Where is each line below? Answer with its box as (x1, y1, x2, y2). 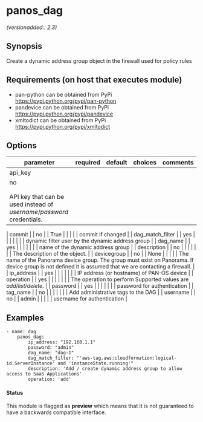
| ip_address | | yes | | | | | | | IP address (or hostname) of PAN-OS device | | (6, 270, 194, 277)
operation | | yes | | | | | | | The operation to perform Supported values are (6, 276, 189, 283)
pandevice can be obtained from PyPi (14, 103, 109, 111)
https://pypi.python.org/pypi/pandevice (14, 110, 114, 117)
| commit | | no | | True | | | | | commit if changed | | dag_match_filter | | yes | (6, 231, 195, 238)
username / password (9, 208, 69, 216)
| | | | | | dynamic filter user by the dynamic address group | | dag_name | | (6, 237, 190, 245)
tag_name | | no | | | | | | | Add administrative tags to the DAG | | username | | (6, 288, 196, 296)
